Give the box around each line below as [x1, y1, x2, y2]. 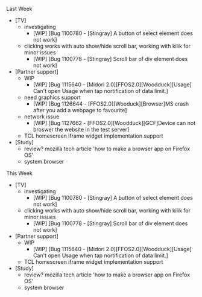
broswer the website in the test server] [33, 126, 130, 133]
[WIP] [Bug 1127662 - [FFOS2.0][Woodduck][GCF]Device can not [33, 120, 196, 126]
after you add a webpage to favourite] [33, 107, 127, 113]
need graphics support [24, 94, 81, 101]
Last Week [6, 5, 33, 12]
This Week [6, 170, 33, 177]
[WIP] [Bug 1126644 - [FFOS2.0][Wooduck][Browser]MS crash [33, 100, 189, 107]
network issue [24, 113, 60, 120]
